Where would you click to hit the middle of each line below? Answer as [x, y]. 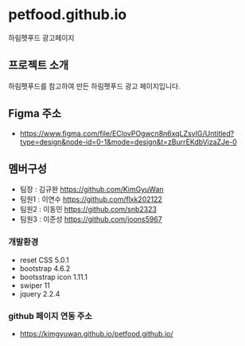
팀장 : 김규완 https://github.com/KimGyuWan [92, 190]
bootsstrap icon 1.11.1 [54, 277]
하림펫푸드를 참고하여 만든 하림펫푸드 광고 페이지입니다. [94, 86]
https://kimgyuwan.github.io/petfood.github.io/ [96, 333]
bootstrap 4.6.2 [45, 268]
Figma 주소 [35, 114]
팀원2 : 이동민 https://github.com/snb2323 [88, 210]
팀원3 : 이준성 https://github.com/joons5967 [91, 219]
